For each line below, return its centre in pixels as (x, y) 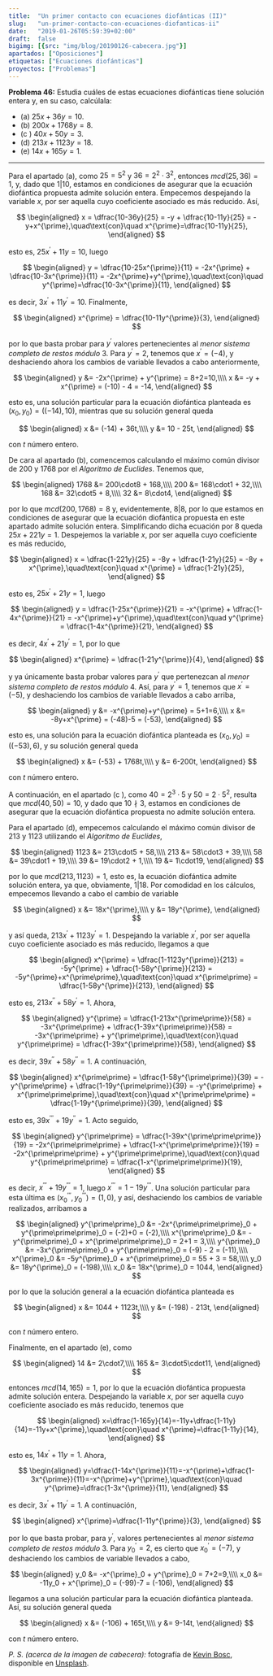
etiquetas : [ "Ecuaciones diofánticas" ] (76, 62)
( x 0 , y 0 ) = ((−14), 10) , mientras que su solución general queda (111, 411)
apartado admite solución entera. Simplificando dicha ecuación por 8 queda (135, 526)
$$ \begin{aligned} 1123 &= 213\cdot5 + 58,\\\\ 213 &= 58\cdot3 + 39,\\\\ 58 (136, 851)
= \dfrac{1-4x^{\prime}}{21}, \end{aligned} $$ (136, 626)
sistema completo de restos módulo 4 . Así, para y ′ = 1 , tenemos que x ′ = (129, 686)
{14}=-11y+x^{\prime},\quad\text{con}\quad (87, 1429)
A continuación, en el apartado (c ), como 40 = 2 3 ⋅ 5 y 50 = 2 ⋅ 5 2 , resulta (133, 794)
